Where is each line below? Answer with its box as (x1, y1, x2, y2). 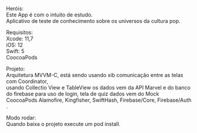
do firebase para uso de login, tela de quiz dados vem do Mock (6, 91, 159, 97)
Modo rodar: (6, 114, 36, 121)
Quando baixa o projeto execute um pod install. (6, 121, 121, 127)
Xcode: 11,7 (6, 35, 34, 42)
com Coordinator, (6, 78, 49, 85)
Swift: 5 (6, 48, 25, 55)
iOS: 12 (6, 41, 24, 48)
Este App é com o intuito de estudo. (6, 11, 93, 18)
